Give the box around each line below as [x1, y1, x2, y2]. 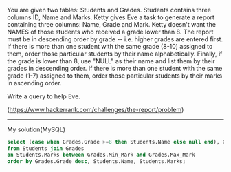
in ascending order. [7, 79, 62, 87]
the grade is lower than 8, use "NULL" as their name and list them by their [7, 57, 215, 65]
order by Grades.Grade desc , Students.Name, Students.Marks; [7, 158, 186, 164]
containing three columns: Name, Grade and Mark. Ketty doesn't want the [7, 21, 217, 28]
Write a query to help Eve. [7, 92, 81, 100]
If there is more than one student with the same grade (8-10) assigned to [7, 43, 213, 50]
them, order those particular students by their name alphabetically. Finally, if [7, 50, 223, 58]
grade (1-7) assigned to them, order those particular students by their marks [7, 72, 223, 80]
